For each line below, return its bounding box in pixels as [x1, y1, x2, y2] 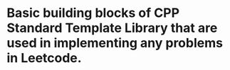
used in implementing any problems [6, 35, 224, 51]
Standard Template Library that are [6, 20, 218, 36]
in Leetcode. [6, 50, 83, 66]
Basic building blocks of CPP [6, 5, 179, 21]
